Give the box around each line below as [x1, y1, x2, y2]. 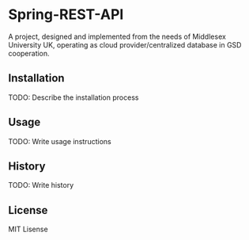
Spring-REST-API [8, 6, 124, 24]
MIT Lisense [8, 224, 49, 234]
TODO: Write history [8, 181, 74, 190]
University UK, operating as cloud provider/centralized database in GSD [8, 40, 242, 49]
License [8, 204, 48, 217]
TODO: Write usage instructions [8, 136, 112, 146]
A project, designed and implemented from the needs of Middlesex [8, 32, 227, 41]
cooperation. [8, 48, 50, 58]
